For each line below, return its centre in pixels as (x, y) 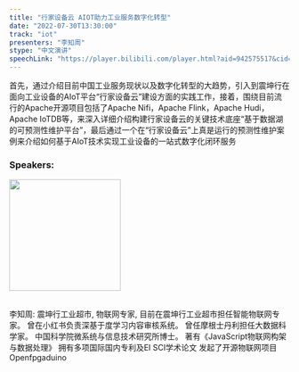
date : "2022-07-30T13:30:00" (63, 26)
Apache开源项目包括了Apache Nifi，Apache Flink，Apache (133, 107)
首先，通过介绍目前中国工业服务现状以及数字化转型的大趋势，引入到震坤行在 (149, 85)
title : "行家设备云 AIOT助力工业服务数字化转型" (90, 17)
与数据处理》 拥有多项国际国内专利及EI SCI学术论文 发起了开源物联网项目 (143, 348)
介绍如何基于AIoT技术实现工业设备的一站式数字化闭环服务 (130, 141)
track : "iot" (33, 34)
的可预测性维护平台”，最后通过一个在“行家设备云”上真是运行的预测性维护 (143, 130)
